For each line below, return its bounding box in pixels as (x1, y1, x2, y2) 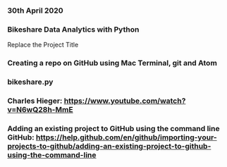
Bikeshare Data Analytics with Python (7, 24, 140, 34)
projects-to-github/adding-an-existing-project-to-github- (7, 141, 211, 151)
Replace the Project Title (7, 41, 79, 49)
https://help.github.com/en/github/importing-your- (35, 132, 217, 142)
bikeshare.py (7, 77, 54, 87)
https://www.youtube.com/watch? (63, 96, 186, 106)
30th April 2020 (7, 6, 63, 16)
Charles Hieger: (7, 96, 63, 106)
